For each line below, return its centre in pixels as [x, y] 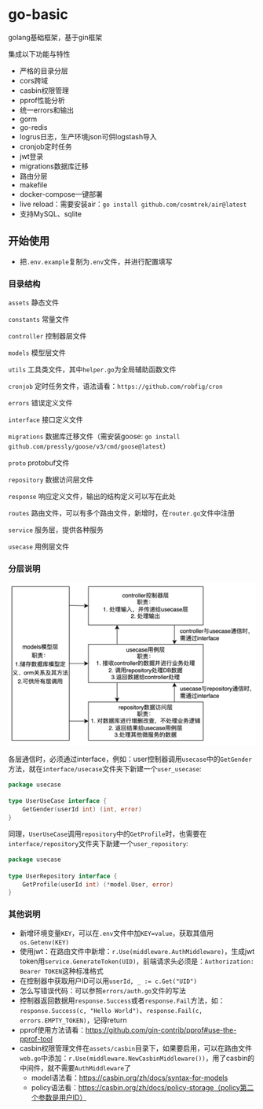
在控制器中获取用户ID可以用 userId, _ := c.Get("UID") [108, 981]
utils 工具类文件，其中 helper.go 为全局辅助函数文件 [92, 370]
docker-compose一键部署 [61, 194]
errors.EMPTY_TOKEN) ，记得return [73, 1020]
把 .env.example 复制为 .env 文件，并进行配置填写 [96, 261]
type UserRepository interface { [63, 876]
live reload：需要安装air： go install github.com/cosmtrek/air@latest [133, 204]
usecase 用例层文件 [39, 547]
